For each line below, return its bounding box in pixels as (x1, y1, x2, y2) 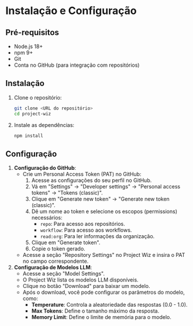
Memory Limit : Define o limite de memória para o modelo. (31, 314, 172, 321)
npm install (13, 133, 43, 139)
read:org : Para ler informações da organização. (40, 233, 155, 240)
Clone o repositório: (13, 94, 62, 101)
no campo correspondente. (22, 258, 89, 265)
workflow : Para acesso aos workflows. (40, 227, 132, 234)
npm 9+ (13, 49, 33, 56)
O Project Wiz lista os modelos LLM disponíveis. (22, 276, 139, 283)
